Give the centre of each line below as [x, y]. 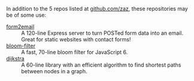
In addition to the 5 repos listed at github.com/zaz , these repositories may [97, 9]
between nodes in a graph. [54, 71]
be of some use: [26, 15]
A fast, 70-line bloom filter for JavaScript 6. [75, 52]
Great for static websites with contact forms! [76, 39]
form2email [20, 27]
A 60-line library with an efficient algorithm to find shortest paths [101, 65]
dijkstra [16, 58]
